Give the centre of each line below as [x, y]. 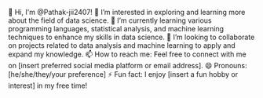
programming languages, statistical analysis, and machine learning [116, 29]
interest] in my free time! [48, 85]
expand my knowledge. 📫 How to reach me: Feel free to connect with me [127, 54]
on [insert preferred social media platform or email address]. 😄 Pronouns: [128, 65]
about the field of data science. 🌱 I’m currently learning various [110, 20]
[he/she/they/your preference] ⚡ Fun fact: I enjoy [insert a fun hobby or [123, 74]
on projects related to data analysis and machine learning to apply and [122, 45]
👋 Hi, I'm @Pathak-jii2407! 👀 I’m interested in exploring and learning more [127, 12]
